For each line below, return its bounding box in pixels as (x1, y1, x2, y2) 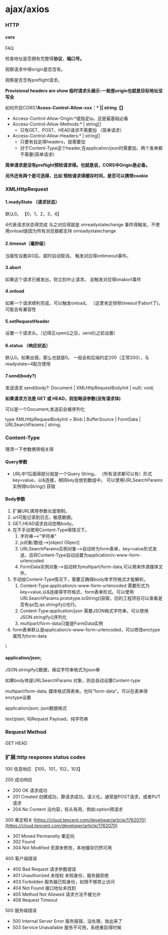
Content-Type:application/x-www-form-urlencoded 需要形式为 (20, 583, 150, 589)
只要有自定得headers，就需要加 (20, 139, 86, 145)
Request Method (5, 728, 47, 735)
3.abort (5, 265, 22, 271)
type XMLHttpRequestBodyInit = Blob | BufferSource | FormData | (5, 416, 141, 422)
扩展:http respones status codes (5, 754, 86, 761)
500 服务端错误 (5, 907, 37, 913)
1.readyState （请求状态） (5, 199, 60, 205)
